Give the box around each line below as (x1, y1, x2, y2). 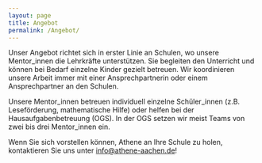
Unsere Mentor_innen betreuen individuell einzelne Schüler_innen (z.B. (8, 97, 241, 107)
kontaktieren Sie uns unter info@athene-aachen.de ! (8, 146, 177, 155)
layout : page (8, 11, 52, 20)
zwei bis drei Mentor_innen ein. (8, 122, 111, 131)
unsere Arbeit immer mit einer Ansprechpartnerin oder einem (8, 73, 208, 83)
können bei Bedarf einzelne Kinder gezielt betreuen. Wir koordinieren (8, 65, 235, 74)
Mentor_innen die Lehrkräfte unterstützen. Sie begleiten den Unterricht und (8, 56, 255, 66)
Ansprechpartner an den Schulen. (8, 81, 119, 91)
